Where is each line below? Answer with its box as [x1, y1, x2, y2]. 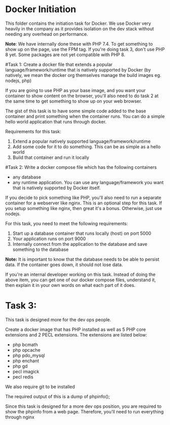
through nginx [5, 414, 34, 420]
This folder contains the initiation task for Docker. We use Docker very [5, 20, 151, 26]
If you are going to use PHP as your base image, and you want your [5, 87, 146, 93]
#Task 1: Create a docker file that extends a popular [5, 61, 113, 67]
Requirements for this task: [5, 128, 62, 135]
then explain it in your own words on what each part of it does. [5, 282, 136, 288]
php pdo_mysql [12, 352, 45, 358]
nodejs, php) [5, 77, 32, 83]
